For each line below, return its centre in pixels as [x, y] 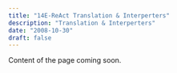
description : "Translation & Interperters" [82, 23]
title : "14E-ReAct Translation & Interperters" [89, 15]
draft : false [30, 38]
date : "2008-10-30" [41, 30]
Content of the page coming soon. [65, 60]
